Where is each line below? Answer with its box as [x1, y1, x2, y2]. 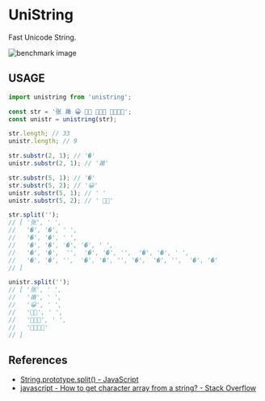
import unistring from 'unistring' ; [8, 93, 132, 101]
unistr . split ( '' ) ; [8, 278, 70, 286]
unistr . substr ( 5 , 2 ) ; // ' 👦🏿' [8, 196, 114, 205]
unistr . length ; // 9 [8, 137, 78, 146]
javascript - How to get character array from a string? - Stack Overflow [19, 383, 257, 393]
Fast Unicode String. [8, 32, 77, 42]
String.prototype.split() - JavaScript [19, 374, 139, 385]
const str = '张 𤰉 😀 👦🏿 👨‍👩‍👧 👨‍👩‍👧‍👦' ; [8, 108, 132, 116]
